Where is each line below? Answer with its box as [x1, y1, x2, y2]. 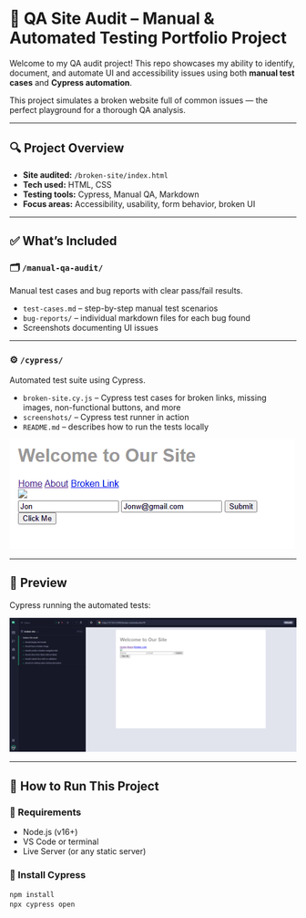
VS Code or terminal [22, 836, 99, 847]
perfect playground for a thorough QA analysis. [9, 104, 187, 115]
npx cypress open [9, 900, 76, 910]
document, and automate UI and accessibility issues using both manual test [9, 67, 295, 78]
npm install [9, 891, 55, 900]
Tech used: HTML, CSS [22, 179, 112, 190]
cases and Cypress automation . [9, 77, 133, 88]
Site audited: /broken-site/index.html [22, 169, 168, 181]
